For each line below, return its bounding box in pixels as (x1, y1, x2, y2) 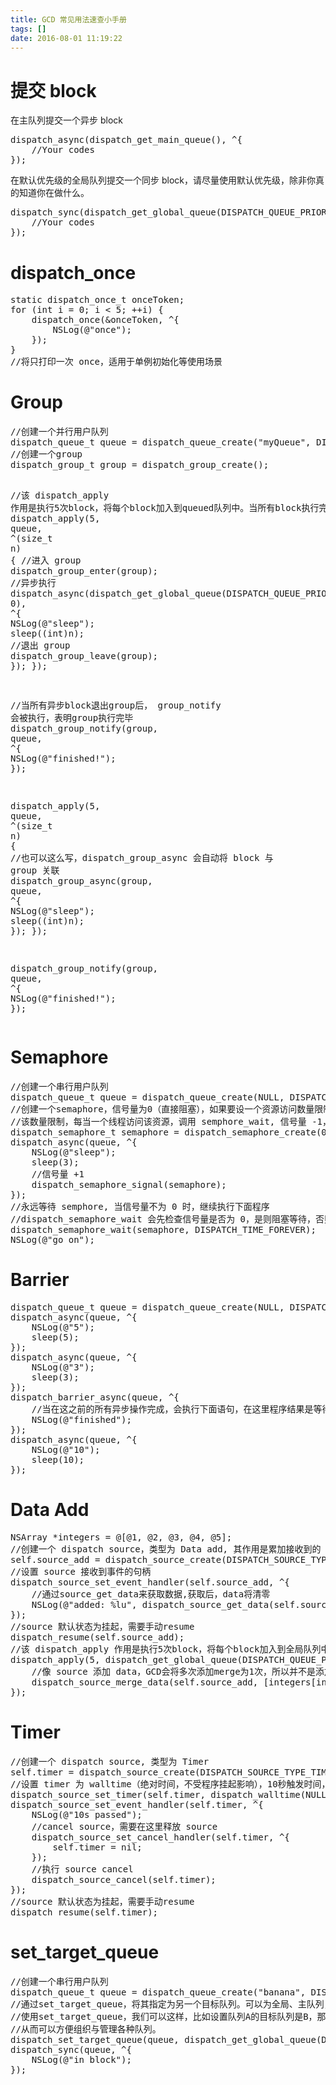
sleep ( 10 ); (31, 1454, 85, 1466)
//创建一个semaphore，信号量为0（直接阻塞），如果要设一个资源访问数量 (10, 1104, 315, 1115)
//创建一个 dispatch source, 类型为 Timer (10, 1756, 210, 1767)
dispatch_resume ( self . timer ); (10, 1906, 159, 1918)
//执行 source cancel (31, 1863, 134, 1875)
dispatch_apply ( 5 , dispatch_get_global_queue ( (10, 1654, 243, 1665)
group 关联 (10, 865, 60, 876)
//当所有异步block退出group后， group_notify (10, 700, 222, 711)
